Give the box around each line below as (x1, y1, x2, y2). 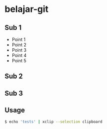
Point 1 (11, 36, 26, 42)
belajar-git (4, 3, 49, 15)
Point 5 (11, 58, 27, 63)
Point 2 (11, 42, 27, 48)
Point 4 (11, 52, 27, 58)
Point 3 (11, 47, 27, 53)
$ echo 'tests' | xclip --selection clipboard (4, 119, 103, 124)
